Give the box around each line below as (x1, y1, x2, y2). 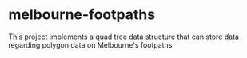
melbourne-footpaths (8, 6, 156, 24)
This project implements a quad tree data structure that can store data (8, 32, 240, 41)
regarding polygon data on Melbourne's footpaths (8, 40, 173, 49)
